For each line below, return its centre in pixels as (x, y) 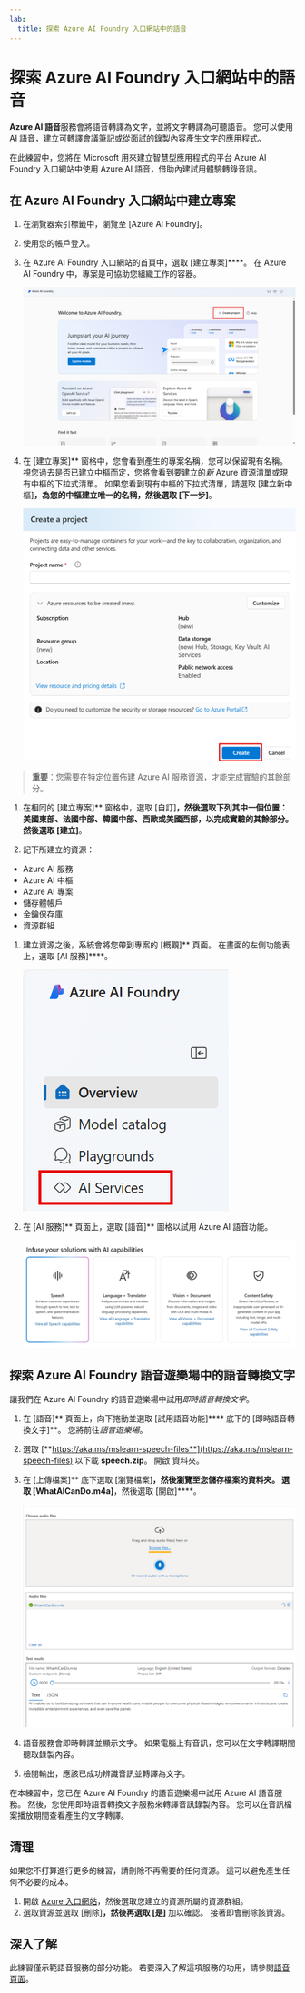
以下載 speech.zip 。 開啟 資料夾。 (139, 1460)
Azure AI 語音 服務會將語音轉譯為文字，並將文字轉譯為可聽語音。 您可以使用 (151, 127)
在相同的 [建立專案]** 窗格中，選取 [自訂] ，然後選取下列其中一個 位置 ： (155, 808)
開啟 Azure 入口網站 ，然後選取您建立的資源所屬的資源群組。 (135, 1901)
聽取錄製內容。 (50, 1754)
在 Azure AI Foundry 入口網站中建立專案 (123, 200)
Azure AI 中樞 (48, 880)
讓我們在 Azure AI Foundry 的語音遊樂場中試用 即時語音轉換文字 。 (132, 1399)
